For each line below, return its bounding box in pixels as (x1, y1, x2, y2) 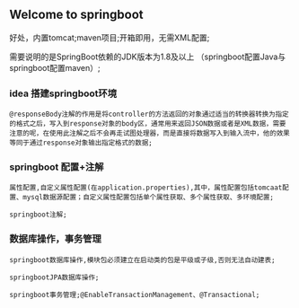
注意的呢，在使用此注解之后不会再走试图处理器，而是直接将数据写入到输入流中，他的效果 (9, 129, 290, 138)
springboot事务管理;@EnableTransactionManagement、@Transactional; (9, 290, 260, 299)
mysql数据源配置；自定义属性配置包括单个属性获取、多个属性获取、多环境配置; (22, 193, 275, 202)
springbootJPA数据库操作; (9, 273, 100, 282)
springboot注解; (9, 210, 67, 219)
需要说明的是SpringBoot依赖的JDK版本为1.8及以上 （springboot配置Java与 (9, 51, 286, 62)
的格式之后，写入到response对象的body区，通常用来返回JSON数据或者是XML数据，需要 (9, 119, 286, 128)
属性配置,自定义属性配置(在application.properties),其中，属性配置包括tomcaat (9, 183, 283, 192)
